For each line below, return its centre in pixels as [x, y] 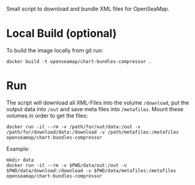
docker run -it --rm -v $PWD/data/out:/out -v [67, 165]
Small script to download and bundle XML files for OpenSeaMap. [88, 9]
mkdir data [20, 160]
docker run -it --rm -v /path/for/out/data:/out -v [73, 127]
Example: [18, 148]
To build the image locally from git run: [55, 50]
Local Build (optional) [62, 34]
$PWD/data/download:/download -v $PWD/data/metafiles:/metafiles [91, 170]
